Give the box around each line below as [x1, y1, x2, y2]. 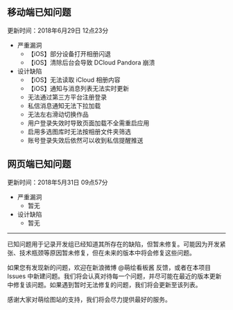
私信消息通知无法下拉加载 [27, 101, 101, 109]
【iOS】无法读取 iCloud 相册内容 [27, 75, 121, 84]
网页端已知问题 [7, 158, 71, 170]
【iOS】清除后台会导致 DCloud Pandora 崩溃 [27, 58, 155, 66]
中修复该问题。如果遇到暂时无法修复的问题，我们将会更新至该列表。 [7, 280, 202, 289]
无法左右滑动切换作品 [27, 110, 89, 118]
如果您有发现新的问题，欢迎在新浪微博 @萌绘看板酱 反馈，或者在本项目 [7, 263, 212, 271]
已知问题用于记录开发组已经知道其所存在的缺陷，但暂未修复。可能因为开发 [7, 239, 220, 248]
